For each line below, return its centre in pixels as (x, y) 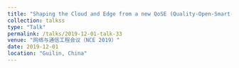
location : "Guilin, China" (47, 54)
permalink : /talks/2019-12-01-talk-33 (65, 34)
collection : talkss (36, 21)
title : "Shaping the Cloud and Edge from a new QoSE (87, 14)
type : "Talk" (27, 27)
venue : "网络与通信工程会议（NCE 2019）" (64, 40)
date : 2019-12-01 (33, 47)
